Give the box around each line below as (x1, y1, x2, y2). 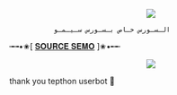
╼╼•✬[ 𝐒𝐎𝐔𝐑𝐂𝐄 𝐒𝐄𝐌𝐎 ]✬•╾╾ (9, 41, 121, 51)
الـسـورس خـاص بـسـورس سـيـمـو (53, 25, 171, 34)
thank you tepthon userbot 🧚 (9, 76, 115, 86)
